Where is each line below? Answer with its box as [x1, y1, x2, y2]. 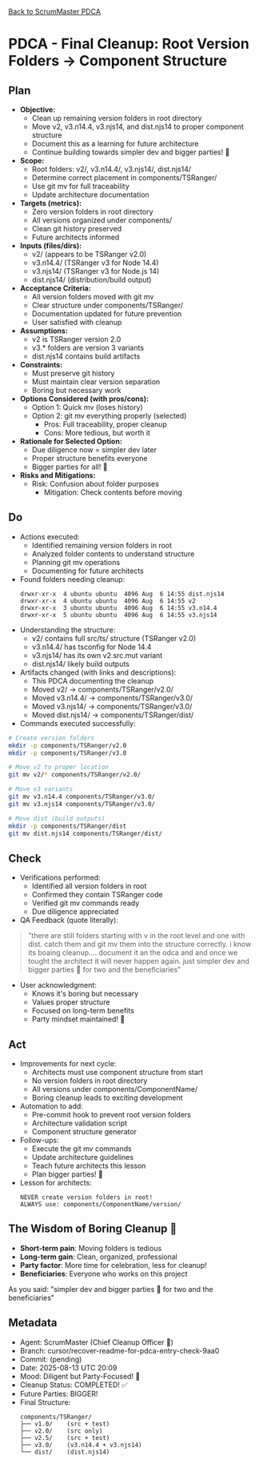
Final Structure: [19, 1397, 71, 1407]
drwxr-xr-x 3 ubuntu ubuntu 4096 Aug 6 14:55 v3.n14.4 [19, 604, 217, 612]
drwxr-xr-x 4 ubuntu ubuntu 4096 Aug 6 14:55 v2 [19, 596, 196, 605]
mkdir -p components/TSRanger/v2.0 [8, 741, 127, 749]
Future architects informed [31, 232, 120, 242]
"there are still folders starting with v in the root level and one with [27, 931, 245, 941]
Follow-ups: [19, 1136, 59, 1145]
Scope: [19, 156, 45, 165]
